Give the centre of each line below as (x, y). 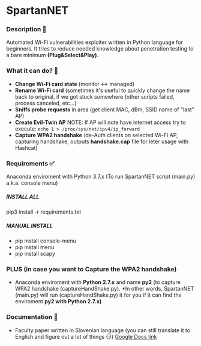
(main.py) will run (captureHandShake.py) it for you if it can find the (98, 295)
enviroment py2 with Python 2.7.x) (58, 301)
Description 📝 (26, 29)
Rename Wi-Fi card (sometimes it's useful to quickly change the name (102, 90)
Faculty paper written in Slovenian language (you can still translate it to (103, 330)
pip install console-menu (45, 241)
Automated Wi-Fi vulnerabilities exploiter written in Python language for (94, 42)
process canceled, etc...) (46, 103)
